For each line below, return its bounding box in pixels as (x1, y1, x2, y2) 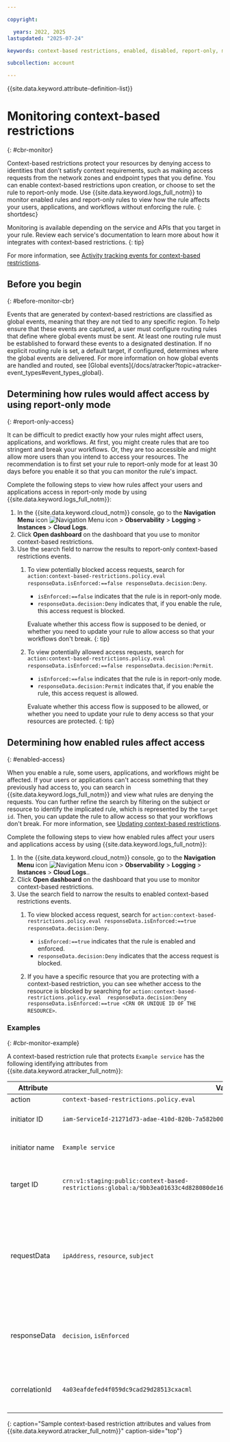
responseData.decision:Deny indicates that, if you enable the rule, (37, 599, 222, 608)
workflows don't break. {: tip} (27, 634, 110, 643)
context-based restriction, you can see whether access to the (27, 979, 202, 987)
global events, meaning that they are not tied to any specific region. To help (7, 317, 220, 325)
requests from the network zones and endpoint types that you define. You (7, 174, 216, 182)
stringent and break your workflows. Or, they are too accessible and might (7, 445, 217, 453)
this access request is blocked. (37, 606, 125, 615)
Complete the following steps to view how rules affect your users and (7, 480, 203, 488)
